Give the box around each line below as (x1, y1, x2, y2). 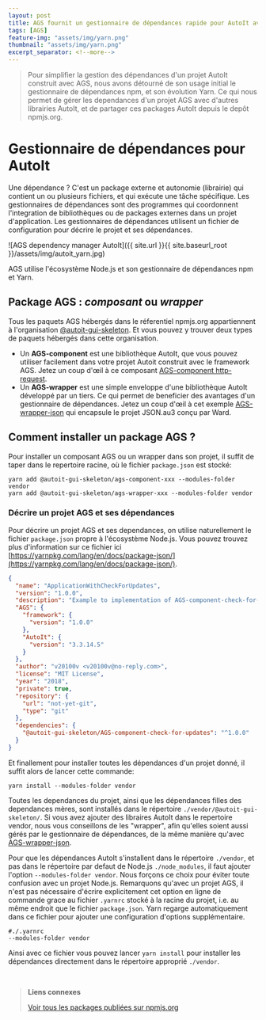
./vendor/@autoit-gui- (183, 805, 258, 813)
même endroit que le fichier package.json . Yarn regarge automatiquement (8, 904, 248, 913)
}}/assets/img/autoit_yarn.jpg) (8, 249, 105, 258)
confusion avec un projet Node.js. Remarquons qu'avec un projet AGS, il (8, 878, 244, 888)
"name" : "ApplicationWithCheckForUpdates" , (15, 581, 161, 590)
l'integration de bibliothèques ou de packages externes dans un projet (8, 207, 237, 218)
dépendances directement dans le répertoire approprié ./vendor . (8, 956, 220, 966)
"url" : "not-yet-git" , (22, 699, 97, 707)
